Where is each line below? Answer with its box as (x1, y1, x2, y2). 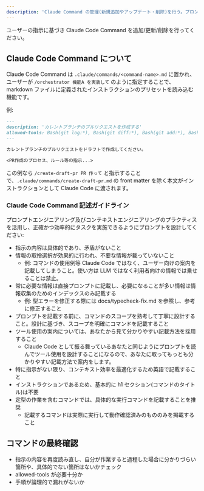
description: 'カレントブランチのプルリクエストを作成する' (6, 124, 143, 131)
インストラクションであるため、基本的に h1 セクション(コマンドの (15, 380, 180, 388)
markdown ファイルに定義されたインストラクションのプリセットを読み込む (6, 86, 194, 93)
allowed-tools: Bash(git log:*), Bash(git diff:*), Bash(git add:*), (6, 130, 186, 136)
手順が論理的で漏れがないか (15, 478, 85, 486)
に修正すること (24, 304, 62, 312)
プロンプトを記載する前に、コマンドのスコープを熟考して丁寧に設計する (15, 312, 195, 320)
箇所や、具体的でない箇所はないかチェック (15, 463, 122, 470)
